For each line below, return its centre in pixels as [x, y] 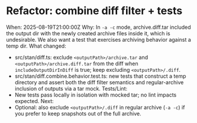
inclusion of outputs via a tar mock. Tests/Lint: [71, 88]
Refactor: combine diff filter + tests [94, 11]
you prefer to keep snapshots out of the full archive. [78, 114]
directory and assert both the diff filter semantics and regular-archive [99, 82]
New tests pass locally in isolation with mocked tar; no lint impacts [96, 95]
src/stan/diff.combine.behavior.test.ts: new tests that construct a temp [100, 76]
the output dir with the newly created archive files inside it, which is [88, 33]
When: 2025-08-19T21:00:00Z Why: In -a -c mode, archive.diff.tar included [98, 27]
